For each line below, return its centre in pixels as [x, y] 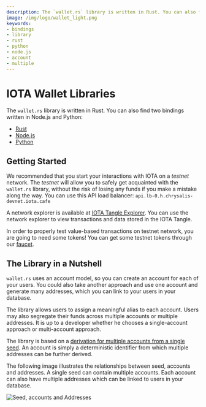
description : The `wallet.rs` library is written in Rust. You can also [101, 12]
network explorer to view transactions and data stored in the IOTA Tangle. [99, 219]
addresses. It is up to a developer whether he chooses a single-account [97, 323]
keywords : [19, 23]
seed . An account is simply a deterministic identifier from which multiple [97, 348]
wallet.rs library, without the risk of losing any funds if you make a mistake [102, 189]
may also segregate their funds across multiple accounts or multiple [92, 316]
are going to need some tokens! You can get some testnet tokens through [99, 238]
